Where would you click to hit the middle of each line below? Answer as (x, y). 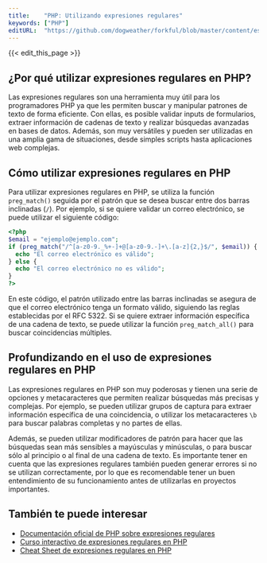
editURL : (23, 30)
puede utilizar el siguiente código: (64, 217)
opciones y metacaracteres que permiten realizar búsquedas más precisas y (134, 398)
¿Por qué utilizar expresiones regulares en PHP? (130, 78)
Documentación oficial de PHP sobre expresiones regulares (117, 533)
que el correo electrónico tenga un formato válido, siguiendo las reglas (124, 307)
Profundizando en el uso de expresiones (110, 357)
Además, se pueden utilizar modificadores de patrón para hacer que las (126, 438)
